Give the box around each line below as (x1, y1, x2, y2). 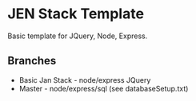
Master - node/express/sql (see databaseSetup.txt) (18, 84, 189, 93)
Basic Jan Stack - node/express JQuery (18, 75, 151, 84)
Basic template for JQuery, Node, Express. (7, 31, 148, 41)
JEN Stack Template (7, 5, 145, 23)
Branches (7, 54, 57, 68)
